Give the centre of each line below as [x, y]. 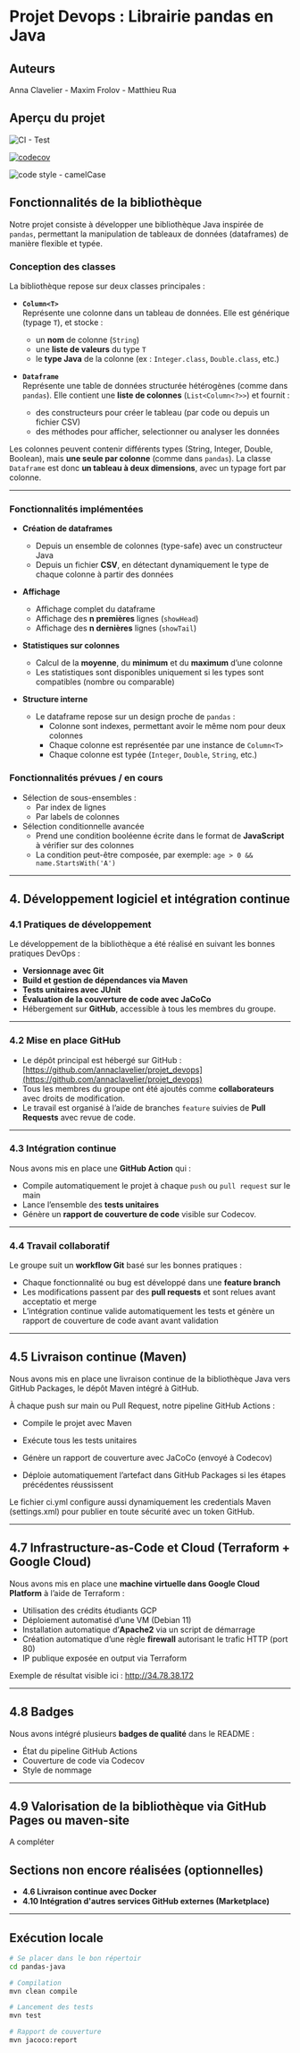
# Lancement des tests [51, 2007]
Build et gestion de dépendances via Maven [105, 980]
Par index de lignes [71, 807]
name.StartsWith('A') [75, 863]
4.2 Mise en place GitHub [65, 1041]
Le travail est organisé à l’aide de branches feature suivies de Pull [144, 1107]
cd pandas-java [37, 1967]
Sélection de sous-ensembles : [79, 797]
